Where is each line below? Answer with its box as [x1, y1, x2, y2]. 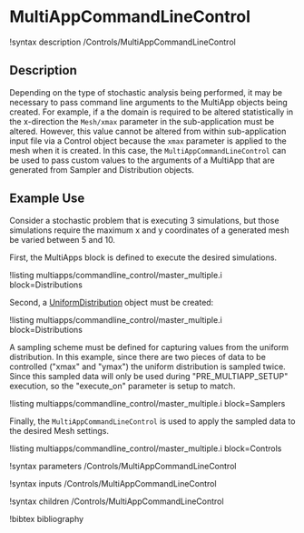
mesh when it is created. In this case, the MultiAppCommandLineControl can [9, 145, 287, 156]
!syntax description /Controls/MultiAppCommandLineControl [9, 36, 236, 47]
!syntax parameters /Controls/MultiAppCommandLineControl [9, 460, 237, 471]
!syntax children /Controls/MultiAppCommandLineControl [9, 496, 224, 507]
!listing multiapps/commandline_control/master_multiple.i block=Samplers [9, 397, 286, 408]
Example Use [9, 191, 85, 206]
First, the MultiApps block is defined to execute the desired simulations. [9, 252, 278, 263]
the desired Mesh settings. [9, 425, 109, 436]
